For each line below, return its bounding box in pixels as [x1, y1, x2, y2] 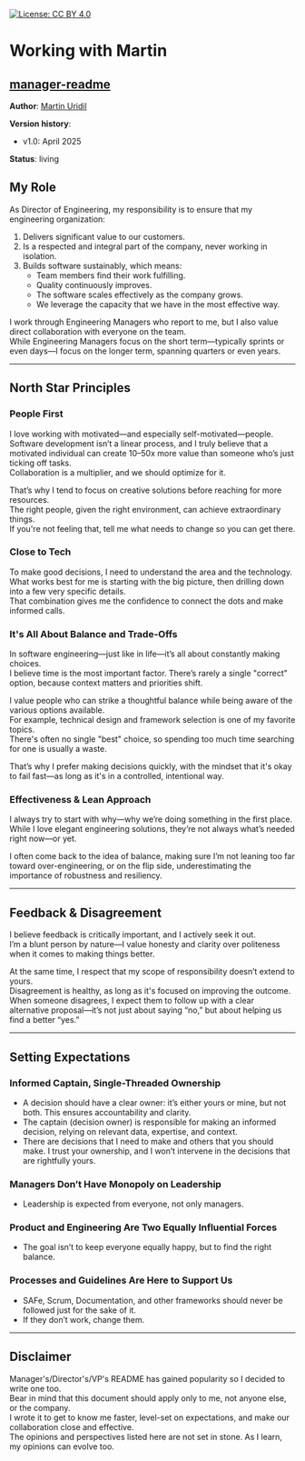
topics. [9, 724, 35, 736]
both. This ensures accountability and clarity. [22, 1106, 192, 1117]
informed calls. [9, 605, 65, 615]
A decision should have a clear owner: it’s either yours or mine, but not [22, 1096, 287, 1108]
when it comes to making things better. [9, 948, 155, 959]
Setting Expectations [9, 1049, 131, 1065]
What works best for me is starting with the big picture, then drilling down [9, 575, 284, 586]
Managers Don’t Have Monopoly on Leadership [9, 1177, 222, 1190]
